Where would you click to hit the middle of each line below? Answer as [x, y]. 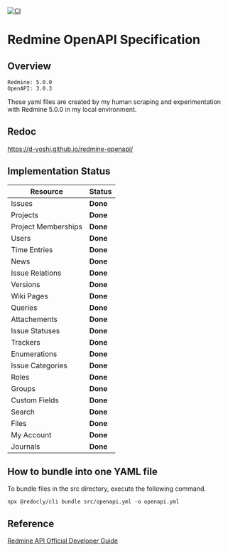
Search [23, 412]
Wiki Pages [29, 296]
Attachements [34, 319]
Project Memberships [47, 226]
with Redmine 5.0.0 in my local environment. [72, 109]
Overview [29, 66]
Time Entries [32, 249]
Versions [26, 284]
